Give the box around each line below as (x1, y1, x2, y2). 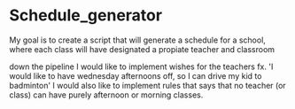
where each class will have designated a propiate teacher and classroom (9, 43, 276, 54)
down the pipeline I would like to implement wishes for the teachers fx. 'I (9, 61, 274, 72)
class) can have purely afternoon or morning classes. (9, 90, 204, 100)
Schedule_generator (9, 5, 162, 26)
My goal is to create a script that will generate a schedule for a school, (9, 35, 266, 45)
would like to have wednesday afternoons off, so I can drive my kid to (9, 70, 262, 81)
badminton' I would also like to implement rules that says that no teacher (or (9, 80, 286, 90)
